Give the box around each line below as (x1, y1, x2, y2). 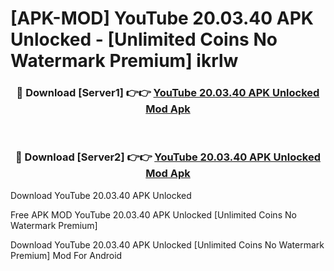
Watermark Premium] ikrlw (10, 50, 239, 72)
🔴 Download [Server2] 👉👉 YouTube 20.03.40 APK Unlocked (14, 150, 322, 164)
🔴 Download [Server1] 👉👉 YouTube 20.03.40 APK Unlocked (16, 86, 320, 100)
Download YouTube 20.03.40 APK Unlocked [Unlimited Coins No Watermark (10, 238, 325, 251)
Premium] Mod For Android (10, 249, 123, 261)
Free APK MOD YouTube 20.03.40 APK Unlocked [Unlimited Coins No (10, 208, 297, 221)
